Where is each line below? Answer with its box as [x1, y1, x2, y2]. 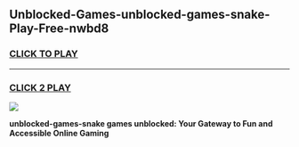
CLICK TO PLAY [9, 48, 78, 61]
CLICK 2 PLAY [9, 81, 71, 94]
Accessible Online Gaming [9, 127, 109, 138]
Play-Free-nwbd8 [9, 21, 109, 37]
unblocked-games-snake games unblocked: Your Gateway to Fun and [9, 118, 273, 128]
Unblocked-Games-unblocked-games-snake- [9, 7, 271, 22]
